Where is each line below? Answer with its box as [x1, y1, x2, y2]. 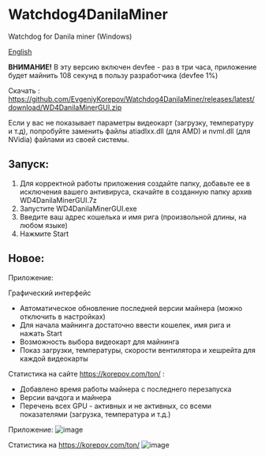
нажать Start [19, 328, 63, 338]
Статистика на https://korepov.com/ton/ [8, 440, 140, 449]
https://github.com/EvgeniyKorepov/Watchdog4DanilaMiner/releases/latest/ [8, 94, 255, 103]
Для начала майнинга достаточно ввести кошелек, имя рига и [19, 320, 231, 329]
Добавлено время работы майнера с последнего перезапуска [19, 384, 232, 394]
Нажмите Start [19, 229, 69, 238]
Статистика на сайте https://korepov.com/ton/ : [8, 369, 166, 378]
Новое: [8, 252, 45, 265]
